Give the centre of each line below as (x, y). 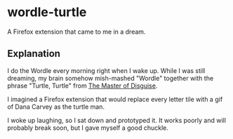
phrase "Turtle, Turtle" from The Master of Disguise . (82, 86)
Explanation (34, 54)
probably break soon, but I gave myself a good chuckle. (88, 128)
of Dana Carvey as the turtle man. (56, 107)
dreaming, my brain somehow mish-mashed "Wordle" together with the (111, 78)
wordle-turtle (47, 12)
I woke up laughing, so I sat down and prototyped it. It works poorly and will (117, 120)
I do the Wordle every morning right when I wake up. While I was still (106, 70)
